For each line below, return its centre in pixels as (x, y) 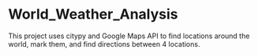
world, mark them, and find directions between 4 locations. (104, 44)
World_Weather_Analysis (93, 14)
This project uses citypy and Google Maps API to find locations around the (129, 36)
